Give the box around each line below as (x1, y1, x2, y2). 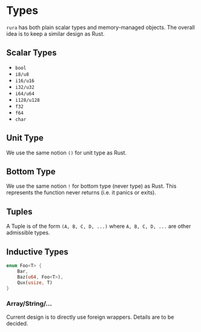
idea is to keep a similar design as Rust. (6, 30, 105, 37)
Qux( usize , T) (17, 279, 53, 285)
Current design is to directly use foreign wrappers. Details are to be (6, 313, 174, 320)
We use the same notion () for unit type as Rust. (6, 149, 127, 156)
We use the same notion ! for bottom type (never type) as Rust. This (6, 182, 177, 190)
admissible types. (6, 229, 50, 236)
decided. (6, 319, 28, 327)
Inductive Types (6, 247, 68, 257)
